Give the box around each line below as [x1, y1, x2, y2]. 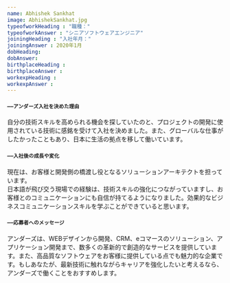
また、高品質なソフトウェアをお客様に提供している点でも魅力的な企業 [18, 251, 218, 260]
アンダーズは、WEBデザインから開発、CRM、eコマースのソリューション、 [7, 234, 218, 242]
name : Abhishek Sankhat [7, 10, 76, 17]
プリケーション [7, 242, 49, 251]
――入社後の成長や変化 [7, 153, 60, 160]
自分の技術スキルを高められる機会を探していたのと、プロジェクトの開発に [7, 118, 218, 126]
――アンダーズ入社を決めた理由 [7, 103, 80, 110]
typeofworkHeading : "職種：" [7, 23, 91, 30]
